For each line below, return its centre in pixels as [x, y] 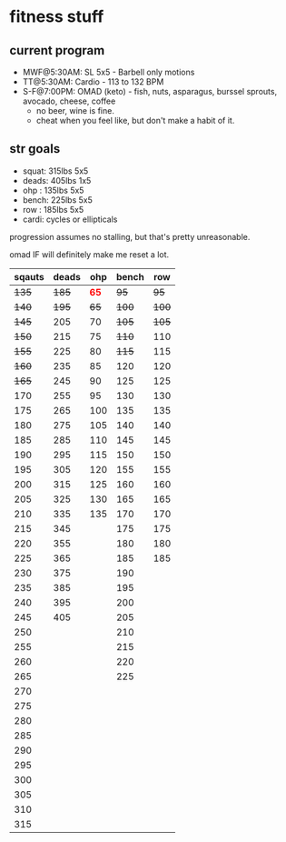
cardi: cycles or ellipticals [70, 219]
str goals [35, 149]
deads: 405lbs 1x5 [57, 180]
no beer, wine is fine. [75, 110]
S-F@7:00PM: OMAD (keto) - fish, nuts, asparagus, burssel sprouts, [150, 91]
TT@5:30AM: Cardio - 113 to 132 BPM [93, 82]
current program [57, 50]
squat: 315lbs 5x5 [55, 171]
